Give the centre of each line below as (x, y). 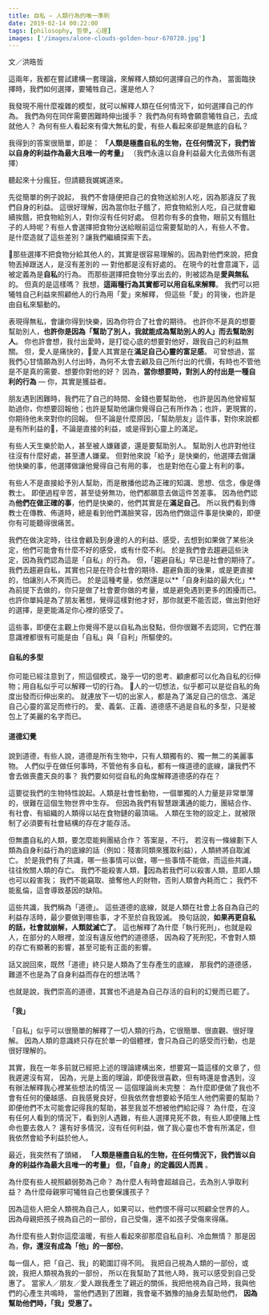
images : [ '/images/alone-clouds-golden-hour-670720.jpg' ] (107, 38)
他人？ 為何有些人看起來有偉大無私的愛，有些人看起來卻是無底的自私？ (132, 126)
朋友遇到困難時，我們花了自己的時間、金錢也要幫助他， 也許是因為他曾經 (128, 399)
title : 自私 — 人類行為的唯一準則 (59, 16)
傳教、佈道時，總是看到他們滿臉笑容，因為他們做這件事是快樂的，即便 (145, 513)
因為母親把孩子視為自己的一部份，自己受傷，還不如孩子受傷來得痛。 (120, 1219)
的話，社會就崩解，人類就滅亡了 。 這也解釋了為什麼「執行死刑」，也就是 (127, 927)
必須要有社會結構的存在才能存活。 (78, 823)
